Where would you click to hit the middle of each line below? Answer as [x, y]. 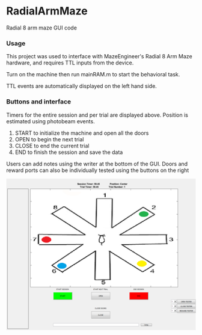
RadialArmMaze [47, 11]
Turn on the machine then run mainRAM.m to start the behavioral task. [93, 75]
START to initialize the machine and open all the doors [82, 133]
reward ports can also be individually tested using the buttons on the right [98, 170]
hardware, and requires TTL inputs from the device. [70, 63]
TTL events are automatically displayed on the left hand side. [82, 86]
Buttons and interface [39, 102]
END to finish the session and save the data [69, 152]
